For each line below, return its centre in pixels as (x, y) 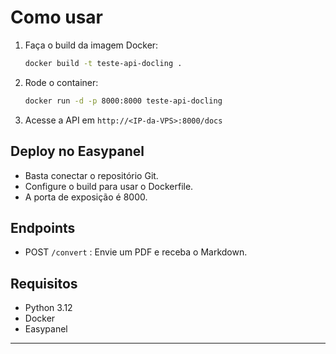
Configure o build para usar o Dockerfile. (109, 186)
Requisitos (44, 283)
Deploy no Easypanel (77, 151)
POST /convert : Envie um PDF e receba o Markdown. (136, 252)
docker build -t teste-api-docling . (103, 63)
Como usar (57, 17)
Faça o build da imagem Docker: (91, 45)
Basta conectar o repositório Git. (91, 175)
